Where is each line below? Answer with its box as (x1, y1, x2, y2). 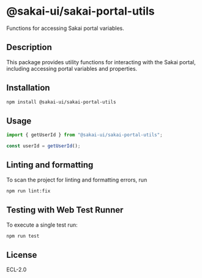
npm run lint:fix (6, 188, 51, 194)
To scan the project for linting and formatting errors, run (6, 176, 148, 183)
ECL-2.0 (6, 266, 27, 273)
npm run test (6, 233, 40, 239)
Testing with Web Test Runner (6, 205, 124, 215)
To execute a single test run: (6, 221, 78, 229)
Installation (6, 82, 50, 93)
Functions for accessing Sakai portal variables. (6, 24, 124, 32)
